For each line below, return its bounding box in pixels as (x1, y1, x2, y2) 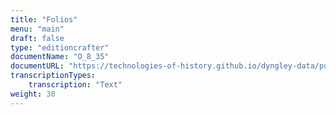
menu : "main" (10, 24, 65, 34)
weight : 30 (10, 89, 56, 99)
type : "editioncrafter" (10, 42, 110, 53)
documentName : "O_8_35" (10, 52, 110, 62)
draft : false (10, 33, 65, 43)
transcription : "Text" (28, 80, 123, 90)
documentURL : (10, 61, 65, 71)
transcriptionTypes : (10, 71, 97, 81)
